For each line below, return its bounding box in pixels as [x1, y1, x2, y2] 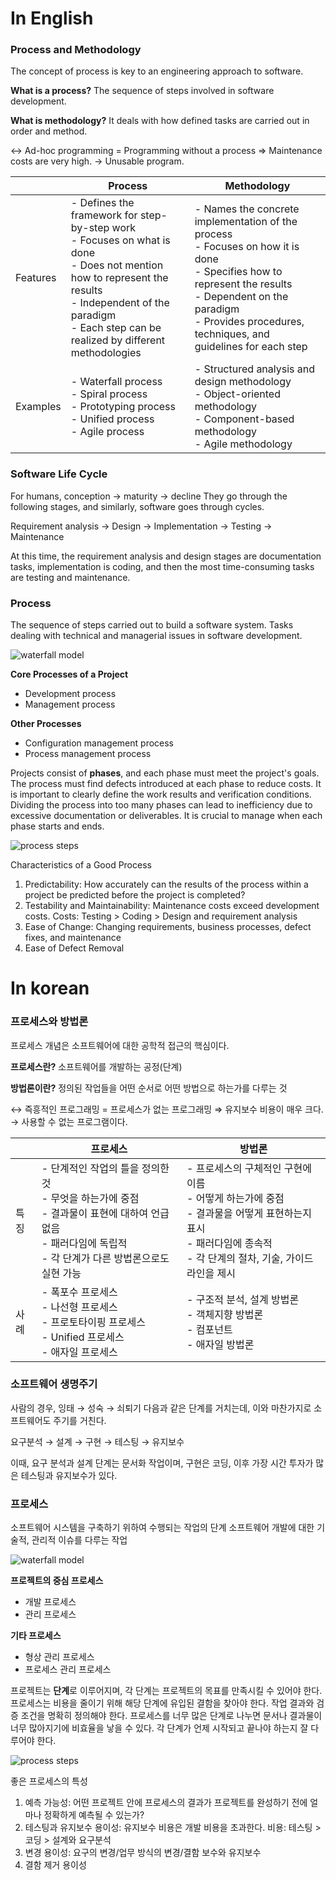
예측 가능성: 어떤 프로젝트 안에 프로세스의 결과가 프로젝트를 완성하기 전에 [24, 1797, 308, 1809]
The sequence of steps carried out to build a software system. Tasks [10, 619, 294, 631]
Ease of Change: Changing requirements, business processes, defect [24, 921, 312, 933]
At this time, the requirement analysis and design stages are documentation [10, 550, 322, 562]
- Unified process [70, 412, 155, 426]
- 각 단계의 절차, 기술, [186, 1251, 284, 1265]
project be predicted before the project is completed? [24, 889, 246, 901]
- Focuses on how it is [194, 240, 300, 254]
